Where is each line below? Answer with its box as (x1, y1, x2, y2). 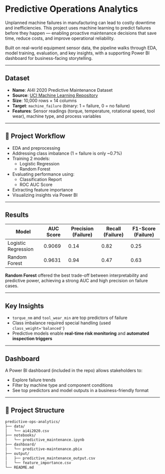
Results (5, 211, 29, 219)
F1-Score (132, 225, 156, 232)
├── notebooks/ (5, 433, 36, 438)
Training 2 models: (12, 156, 50, 161)
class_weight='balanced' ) (12, 325, 65, 331)
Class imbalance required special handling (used (12, 320, 111, 326)
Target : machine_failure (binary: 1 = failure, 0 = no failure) (12, 103, 130, 108)
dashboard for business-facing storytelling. (5, 55, 93, 61)
